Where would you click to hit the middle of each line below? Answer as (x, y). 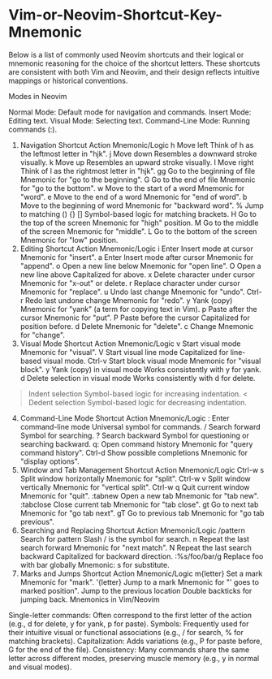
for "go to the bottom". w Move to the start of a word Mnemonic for (132, 188)
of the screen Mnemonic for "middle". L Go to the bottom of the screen (138, 231)
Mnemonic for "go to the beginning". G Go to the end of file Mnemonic (138, 179)
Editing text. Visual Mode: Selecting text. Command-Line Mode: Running (129, 120)
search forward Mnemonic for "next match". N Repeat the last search (136, 547)
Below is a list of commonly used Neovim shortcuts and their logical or (126, 54)
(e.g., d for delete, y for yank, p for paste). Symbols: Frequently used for (129, 624)
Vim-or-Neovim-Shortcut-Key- (116, 15)
